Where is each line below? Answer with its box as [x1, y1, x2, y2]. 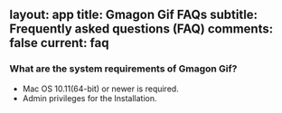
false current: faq [9, 35, 109, 51]
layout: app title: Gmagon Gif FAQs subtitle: [9, 7, 258, 23]
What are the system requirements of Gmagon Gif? [9, 62, 238, 75]
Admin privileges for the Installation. [22, 92, 157, 103]
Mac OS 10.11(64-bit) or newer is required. [22, 83, 179, 94]
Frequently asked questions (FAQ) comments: [9, 22, 274, 37]
